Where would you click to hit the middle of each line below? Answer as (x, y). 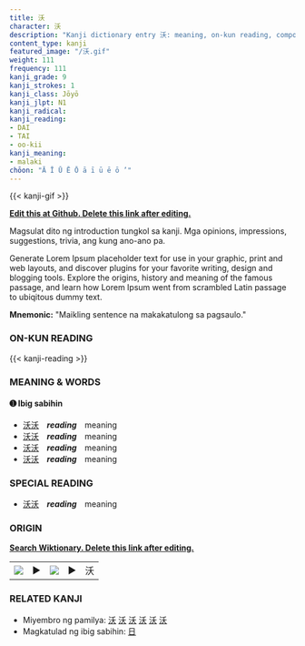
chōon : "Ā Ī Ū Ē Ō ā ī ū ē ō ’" (70, 170)
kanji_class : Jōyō (44, 94)
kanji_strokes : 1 (42, 86)
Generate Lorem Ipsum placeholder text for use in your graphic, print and (146, 258)
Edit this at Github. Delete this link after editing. (100, 214)
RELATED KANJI (46, 599)
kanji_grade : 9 (38, 77)
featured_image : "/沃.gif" (60, 52)
